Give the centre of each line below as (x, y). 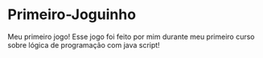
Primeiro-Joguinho (72, 15)
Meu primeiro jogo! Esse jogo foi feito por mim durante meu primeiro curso (131, 37)
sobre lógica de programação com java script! (84, 44)
